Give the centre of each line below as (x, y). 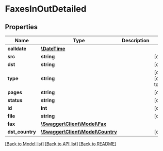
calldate (17, 49)
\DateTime (53, 49)
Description (136, 41)
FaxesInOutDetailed (46, 9)
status (15, 100)
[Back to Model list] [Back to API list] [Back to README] (61, 144)
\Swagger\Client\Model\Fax (73, 124)
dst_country (22, 132)
